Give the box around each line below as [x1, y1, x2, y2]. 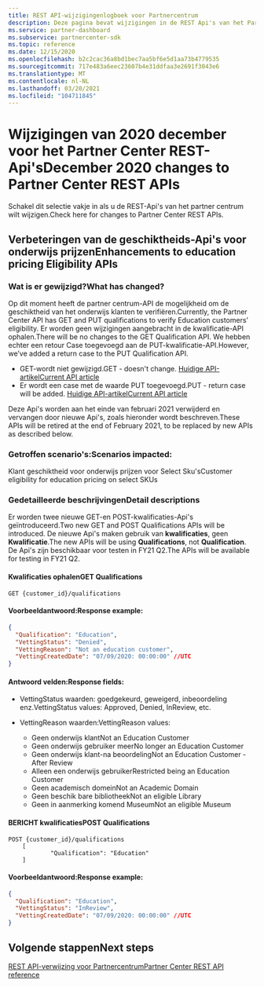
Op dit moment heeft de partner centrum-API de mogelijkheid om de [8, 298, 229, 308]
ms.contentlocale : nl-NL [8, 77, 90, 85]
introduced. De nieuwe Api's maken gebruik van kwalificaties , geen [8, 529, 229, 539]
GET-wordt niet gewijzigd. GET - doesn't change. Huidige [19, 364, 204, 373]
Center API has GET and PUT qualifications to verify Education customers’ [8, 315, 249, 324]
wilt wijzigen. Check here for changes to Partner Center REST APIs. [8, 210, 224, 220]
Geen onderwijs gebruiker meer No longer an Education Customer [31, 741, 244, 751]
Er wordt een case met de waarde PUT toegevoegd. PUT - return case [19, 380, 246, 389]
